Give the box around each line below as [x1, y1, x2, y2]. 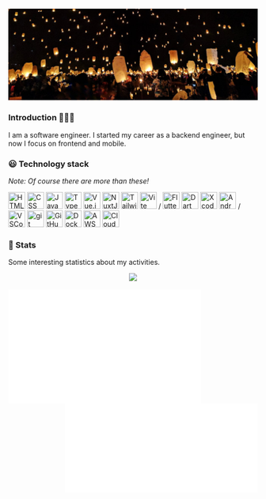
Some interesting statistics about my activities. [8, 258, 161, 267]
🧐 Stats [8, 240, 36, 251]
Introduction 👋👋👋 [8, 112, 75, 123]
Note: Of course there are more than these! [8, 176, 150, 186]
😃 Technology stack [8, 158, 89, 169]
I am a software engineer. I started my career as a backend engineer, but [8, 130, 245, 139]
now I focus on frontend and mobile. [8, 138, 127, 148]
